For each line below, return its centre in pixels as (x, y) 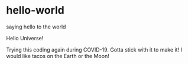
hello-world (35, 10)
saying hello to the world (36, 27)
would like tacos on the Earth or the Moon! (58, 56)
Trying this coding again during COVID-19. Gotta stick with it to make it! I (94, 49)
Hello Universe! (25, 38)
